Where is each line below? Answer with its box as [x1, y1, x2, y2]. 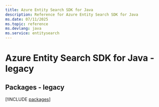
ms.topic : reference [5, 21, 49, 27]
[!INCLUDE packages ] [5, 96, 51, 102]
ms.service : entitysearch [5, 31, 59, 36]
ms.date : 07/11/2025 [5, 17, 49, 22]
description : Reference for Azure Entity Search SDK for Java [5, 12, 138, 17]
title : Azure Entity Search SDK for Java [5, 7, 94, 13]
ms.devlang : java [5, 26, 42, 31]
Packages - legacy [5, 83, 64, 91]
